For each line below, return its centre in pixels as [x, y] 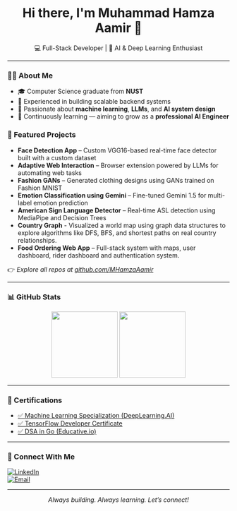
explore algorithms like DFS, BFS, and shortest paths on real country [117, 233]
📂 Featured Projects [42, 135]
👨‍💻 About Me [30, 76]
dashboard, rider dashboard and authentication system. [98, 255]
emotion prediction [61, 203]
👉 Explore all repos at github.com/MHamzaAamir [80, 269]
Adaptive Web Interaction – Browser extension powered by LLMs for [118, 165]
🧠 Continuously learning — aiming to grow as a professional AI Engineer [123, 116]
